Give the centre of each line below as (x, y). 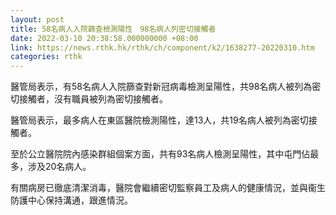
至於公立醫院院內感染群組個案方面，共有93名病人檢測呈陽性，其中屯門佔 (160, 154)
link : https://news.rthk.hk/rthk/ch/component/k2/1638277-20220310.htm (162, 47)
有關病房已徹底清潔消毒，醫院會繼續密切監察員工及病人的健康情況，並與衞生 (168, 188)
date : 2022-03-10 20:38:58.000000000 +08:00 (104, 38)
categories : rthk (46, 57)
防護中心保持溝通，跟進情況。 (71, 200)
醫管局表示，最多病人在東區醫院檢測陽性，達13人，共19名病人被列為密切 (159, 120)
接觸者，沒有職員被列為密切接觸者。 (93, 99)
